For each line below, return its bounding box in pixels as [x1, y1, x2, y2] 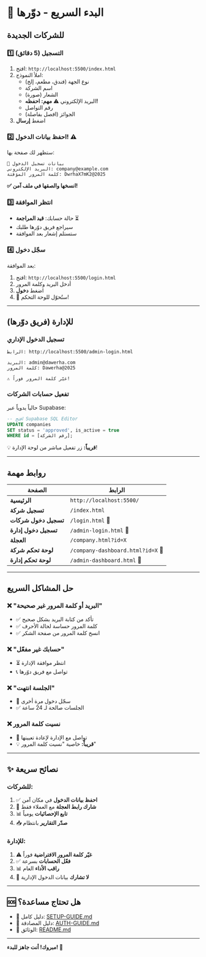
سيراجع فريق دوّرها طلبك [15, 223, 73, 231]
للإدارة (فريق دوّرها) [7, 317, 74, 327]
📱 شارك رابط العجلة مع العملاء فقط [15, 803, 97, 811]
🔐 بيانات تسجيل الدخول [7, 160, 65, 167]
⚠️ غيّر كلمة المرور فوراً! [7, 376, 70, 382]
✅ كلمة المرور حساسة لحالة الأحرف [15, 622, 98, 629]
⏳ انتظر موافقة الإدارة [15, 659, 66, 667]
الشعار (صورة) [24, 91, 59, 98]
